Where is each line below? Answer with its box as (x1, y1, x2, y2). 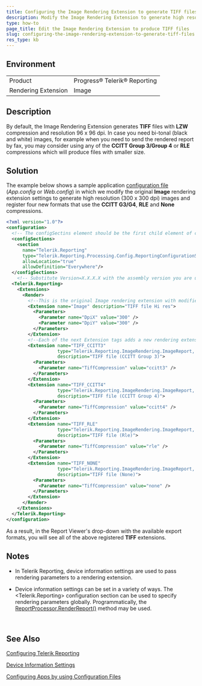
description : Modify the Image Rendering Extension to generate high (6, 14, 185, 21)
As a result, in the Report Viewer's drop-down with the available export (6, 527, 182, 535)
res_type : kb (6, 37, 39, 43)
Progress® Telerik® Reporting (73, 76, 158, 84)
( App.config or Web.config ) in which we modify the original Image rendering (6, 188, 196, 195)
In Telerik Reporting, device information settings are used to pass (14, 567, 177, 574)
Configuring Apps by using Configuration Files (6, 673, 121, 681)
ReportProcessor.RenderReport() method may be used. (14, 605, 152, 612)
